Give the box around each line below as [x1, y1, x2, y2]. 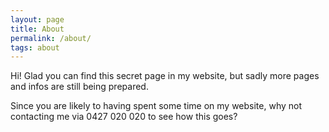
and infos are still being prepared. [10, 81, 149, 93]
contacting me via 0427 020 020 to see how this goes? [10, 111, 238, 123]
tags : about [10, 42, 60, 53]
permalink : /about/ [10, 33, 92, 43]
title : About [10, 24, 65, 34]
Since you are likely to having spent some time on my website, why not [10, 100, 303, 112]
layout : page [10, 14, 65, 25]
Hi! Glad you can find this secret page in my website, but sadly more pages [10, 70, 320, 82]
